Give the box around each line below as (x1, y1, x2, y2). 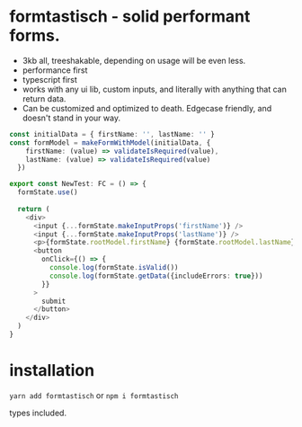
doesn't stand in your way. (22, 112, 121, 123)
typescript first (22, 74, 78, 85)
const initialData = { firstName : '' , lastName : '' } (9, 129, 216, 138)
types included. (9, 407, 67, 418)
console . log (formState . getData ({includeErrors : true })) (49, 271, 263, 280)
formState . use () (17, 188, 78, 197)
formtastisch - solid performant (9, 6, 251, 27)
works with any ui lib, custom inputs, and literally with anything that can (22, 84, 288, 94)
